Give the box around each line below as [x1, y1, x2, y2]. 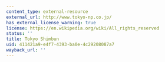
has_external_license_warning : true [6, 19, 96, 25]
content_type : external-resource [6, 8, 88, 15]
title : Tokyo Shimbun [6, 36, 60, 42]
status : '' [6, 31, 33, 37]
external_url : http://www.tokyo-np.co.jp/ [6, 14, 112, 20]
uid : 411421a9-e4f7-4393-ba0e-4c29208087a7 [6, 42, 115, 48]
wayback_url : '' [6, 47, 46, 53]
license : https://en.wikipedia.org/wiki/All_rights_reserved [6, 25, 160, 31]
